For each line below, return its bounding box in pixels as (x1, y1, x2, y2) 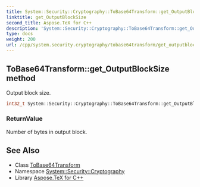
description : (6, 25, 39, 32)
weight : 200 (6, 36, 36, 42)
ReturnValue (6, 114, 43, 123)
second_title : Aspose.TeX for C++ (6, 20, 92, 26)
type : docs (6, 31, 33, 37)
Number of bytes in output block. (6, 128, 87, 135)
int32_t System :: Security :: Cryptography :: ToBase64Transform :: (6, 101, 164, 107)
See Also (6, 145, 40, 155)
